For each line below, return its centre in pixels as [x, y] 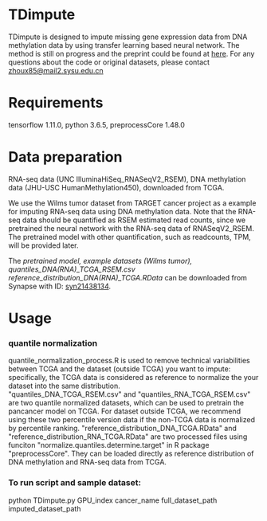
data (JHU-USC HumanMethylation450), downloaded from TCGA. [116, 187]
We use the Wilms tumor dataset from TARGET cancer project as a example [132, 203]
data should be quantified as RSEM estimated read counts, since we [134, 220]
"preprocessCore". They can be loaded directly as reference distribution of [131, 454]
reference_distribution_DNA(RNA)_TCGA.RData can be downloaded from [128, 277]
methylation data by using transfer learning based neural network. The [124, 45]
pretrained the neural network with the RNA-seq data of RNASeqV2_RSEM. [132, 228]
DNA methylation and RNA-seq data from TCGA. [88, 462]
